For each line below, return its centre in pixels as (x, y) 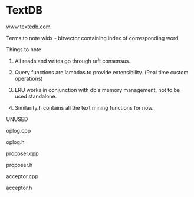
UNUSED (17, 119)
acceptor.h (19, 188)
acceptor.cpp (22, 176)
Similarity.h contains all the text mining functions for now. (84, 107)
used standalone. (36, 96)
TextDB (24, 10)
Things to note (24, 49)
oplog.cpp (19, 130)
